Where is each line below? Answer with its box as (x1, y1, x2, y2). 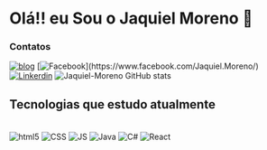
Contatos (9, 41, 51, 53)
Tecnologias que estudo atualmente (9, 97, 216, 112)
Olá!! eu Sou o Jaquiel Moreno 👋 (9, 8, 253, 29)
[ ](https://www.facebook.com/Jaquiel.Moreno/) (36, 61, 259, 71)
